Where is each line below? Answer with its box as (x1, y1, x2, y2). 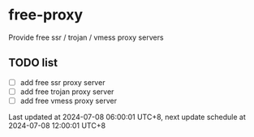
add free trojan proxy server (19, 87, 114, 96)
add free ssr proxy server (19, 77, 105, 87)
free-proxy (8, 6, 84, 24)
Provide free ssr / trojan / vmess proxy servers (8, 32, 164, 42)
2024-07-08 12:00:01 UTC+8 (8, 120, 106, 131)
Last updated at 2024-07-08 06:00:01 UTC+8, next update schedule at (8, 112, 246, 122)
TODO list (8, 56, 58, 70)
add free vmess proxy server (19, 96, 118, 105)
